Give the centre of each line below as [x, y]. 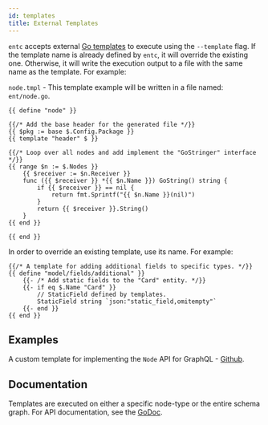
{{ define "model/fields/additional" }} [77, 273]
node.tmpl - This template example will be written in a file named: [116, 87]
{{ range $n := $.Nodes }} [53, 166]
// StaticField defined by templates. [102, 294]
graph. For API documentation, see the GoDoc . [85, 412]
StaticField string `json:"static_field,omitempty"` [127, 302]
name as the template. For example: [67, 71]
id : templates [32, 16]
